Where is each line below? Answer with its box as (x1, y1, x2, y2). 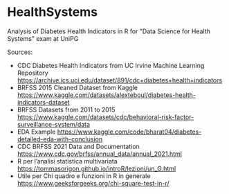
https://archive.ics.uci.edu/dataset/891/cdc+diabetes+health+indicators (17, 76, 223, 84)
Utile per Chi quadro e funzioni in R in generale (17, 171, 151, 180)
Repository (17, 69, 48, 77)
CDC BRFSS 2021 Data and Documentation (17, 142, 140, 150)
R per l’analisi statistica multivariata (17, 157, 118, 165)
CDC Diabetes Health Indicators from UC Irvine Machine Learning (17, 61, 205, 69)
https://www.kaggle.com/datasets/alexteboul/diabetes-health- (17, 91, 196, 99)
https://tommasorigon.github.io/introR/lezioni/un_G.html (17, 164, 176, 173)
